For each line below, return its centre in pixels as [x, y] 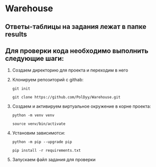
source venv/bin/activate [39, 124]
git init [21, 89]
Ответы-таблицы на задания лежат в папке [76, 27]
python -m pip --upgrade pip [42, 142]
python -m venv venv [33, 116]
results [16, 34]
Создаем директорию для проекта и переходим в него [70, 70]
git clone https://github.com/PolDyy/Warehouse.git [66, 97]
